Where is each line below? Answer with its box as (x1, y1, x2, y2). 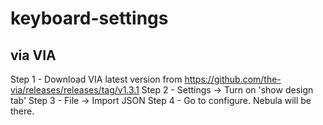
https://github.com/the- (184, 73, 282, 85)
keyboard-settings (10, 7, 169, 30)
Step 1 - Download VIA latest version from (10, 73, 183, 85)
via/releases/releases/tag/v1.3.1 (10, 84, 140, 96)
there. (10, 105, 35, 117)
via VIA (10, 47, 57, 64)
